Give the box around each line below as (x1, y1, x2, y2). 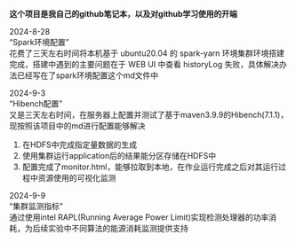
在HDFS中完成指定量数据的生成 (21, 139, 138, 150)
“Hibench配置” (9, 98, 63, 109)
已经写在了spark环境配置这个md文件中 (16, 70, 158, 81)
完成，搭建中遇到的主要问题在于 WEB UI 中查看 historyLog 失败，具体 (9, 59, 264, 69)
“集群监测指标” (9, 201, 64, 211)
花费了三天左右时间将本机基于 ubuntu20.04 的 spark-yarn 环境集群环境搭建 (9, 48, 284, 59)
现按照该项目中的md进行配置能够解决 (9, 121, 146, 131)
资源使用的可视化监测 (37, 173, 116, 183)
